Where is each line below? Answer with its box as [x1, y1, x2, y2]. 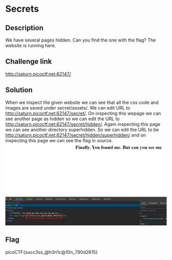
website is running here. [5, 42, 56, 49]
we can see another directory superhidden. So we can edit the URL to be [5, 126, 159, 133]
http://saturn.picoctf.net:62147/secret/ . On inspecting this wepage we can [5, 110, 161, 116]
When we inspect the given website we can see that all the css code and [5, 99, 159, 105]
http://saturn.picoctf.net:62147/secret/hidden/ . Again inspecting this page [5, 121, 161, 127]
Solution [5, 85, 33, 95]
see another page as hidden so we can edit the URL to [5, 116, 120, 122]
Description [5, 24, 44, 32]
